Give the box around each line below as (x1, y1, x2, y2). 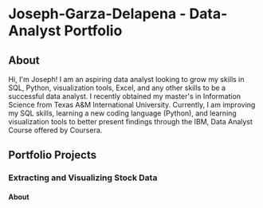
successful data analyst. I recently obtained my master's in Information (8, 92, 241, 100)
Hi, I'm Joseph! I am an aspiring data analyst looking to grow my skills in (8, 75, 245, 84)
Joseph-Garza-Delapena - (8, 5, 186, 23)
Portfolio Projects (8, 148, 97, 162)
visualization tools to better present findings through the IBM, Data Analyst (8, 117, 253, 126)
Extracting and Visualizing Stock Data (8, 172, 158, 183)
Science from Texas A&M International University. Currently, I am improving (8, 100, 256, 109)
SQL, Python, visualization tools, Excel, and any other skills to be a (8, 83, 226, 92)
